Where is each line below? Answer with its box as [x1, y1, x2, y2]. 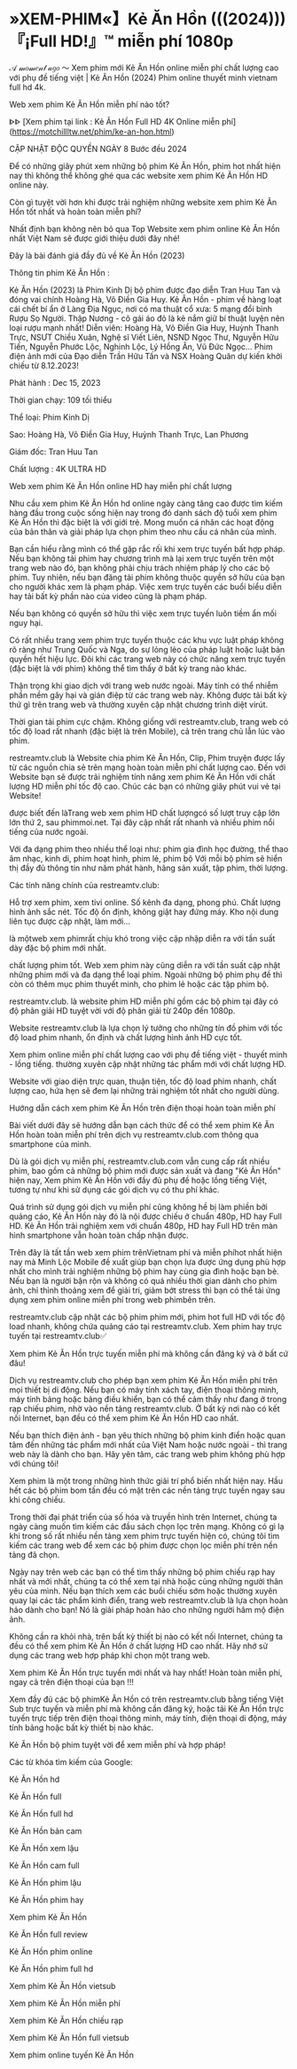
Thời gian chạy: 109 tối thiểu [9, 394, 113, 405]
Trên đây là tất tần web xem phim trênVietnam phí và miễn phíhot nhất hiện [9, 1247, 283, 1257]
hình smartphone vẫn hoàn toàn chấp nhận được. [9, 1230, 189, 1240]
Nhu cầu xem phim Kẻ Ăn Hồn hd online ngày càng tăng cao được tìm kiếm [9, 498, 284, 509]
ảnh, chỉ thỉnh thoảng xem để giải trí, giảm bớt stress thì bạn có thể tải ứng [9, 1285, 281, 1295]
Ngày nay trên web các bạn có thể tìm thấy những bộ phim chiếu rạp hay [9, 1567, 276, 1577]
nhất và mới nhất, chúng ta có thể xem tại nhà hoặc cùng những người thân [9, 1576, 284, 1586]
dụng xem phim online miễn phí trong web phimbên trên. [9, 1294, 216, 1304]
